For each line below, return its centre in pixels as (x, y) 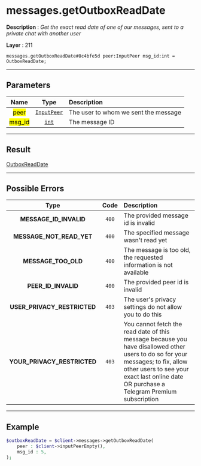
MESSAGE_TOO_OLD (53, 261)
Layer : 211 (19, 45)
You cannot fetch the (153, 324)
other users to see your (156, 369)
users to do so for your (156, 354)
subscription (141, 399)
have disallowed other (154, 347)
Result (19, 150)
